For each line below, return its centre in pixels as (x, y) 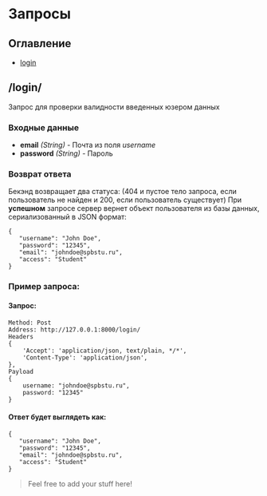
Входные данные (44, 127)
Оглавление (40, 44)
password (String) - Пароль (66, 153)
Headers (21, 336)
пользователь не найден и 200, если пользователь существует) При (125, 200)
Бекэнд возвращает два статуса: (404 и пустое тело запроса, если (122, 192)
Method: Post (30, 323)
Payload (21, 371)
